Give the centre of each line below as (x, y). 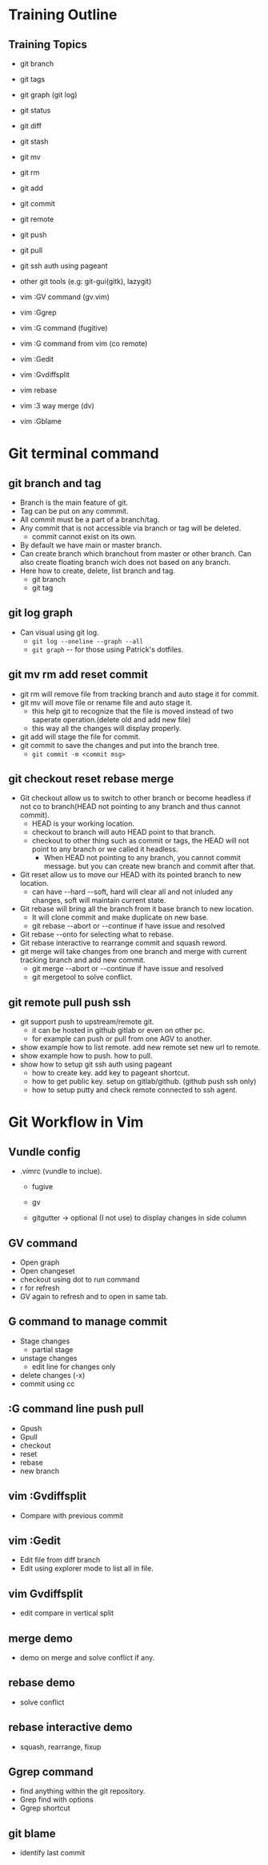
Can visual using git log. (59, 632)
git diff (31, 126)
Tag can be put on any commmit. (74, 511)
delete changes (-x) (52, 1375)
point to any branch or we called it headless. (105, 849)
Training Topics (48, 45)
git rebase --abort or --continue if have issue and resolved (128, 926)
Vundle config (45, 1152)
